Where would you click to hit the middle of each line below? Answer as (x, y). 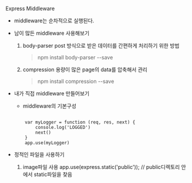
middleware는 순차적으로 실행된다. (54, 21)
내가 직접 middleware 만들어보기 (52, 93)
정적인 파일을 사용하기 (39, 154)
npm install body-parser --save (75, 57)
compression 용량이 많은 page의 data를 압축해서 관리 (85, 69)
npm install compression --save (76, 81)
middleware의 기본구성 (50, 106)
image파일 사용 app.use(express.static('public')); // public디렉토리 (101, 167)
